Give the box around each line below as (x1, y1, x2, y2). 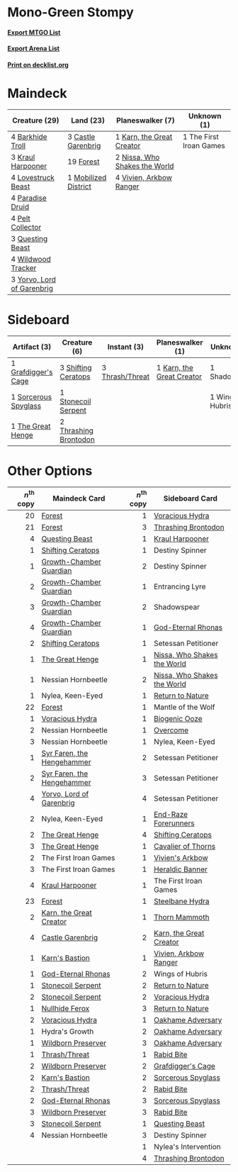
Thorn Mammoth (153, 913, 210, 922)
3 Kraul (11, 152, 35, 162)
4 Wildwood (11, 254, 51, 264)
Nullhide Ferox (41, 1004, 90, 1014)
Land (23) (70, 115, 105, 125)
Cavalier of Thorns (153, 842, 216, 852)
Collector (11, 222, 42, 232)
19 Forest (67, 157, 100, 167)
